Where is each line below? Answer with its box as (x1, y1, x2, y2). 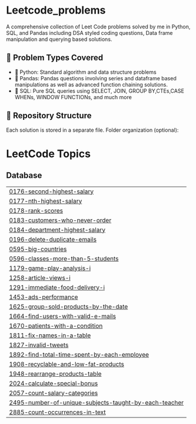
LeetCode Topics (6, 147, 91, 160)
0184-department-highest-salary (9, 226, 106, 234)
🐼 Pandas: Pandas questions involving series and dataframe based (14, 74, 177, 81)
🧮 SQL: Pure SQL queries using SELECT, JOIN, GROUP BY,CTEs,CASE (14, 87, 184, 94)
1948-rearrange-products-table (9, 370, 102, 378)
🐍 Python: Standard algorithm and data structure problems (14, 69, 157, 76)
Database (6, 171, 42, 181)
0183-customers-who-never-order (9, 216, 112, 224)
